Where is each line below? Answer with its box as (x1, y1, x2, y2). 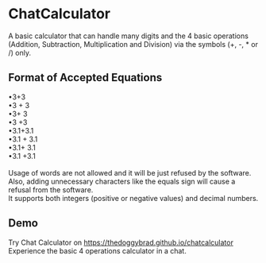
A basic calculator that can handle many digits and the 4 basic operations (8, 31, 249, 41)
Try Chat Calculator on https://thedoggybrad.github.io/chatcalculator (8, 238, 234, 247)
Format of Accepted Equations (8, 71, 163, 84)
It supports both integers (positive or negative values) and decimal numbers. (8, 193, 259, 203)
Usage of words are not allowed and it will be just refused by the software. (8, 168, 252, 177)
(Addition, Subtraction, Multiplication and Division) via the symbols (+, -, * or (8, 39, 258, 48)
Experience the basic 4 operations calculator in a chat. (8, 246, 187, 255)
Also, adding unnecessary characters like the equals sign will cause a (8, 176, 236, 186)
